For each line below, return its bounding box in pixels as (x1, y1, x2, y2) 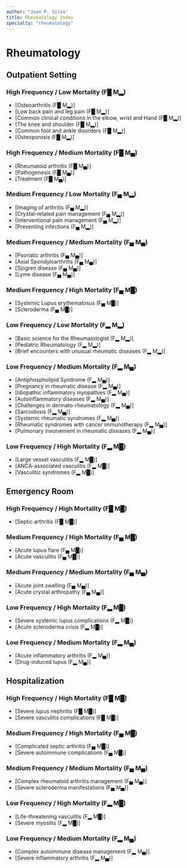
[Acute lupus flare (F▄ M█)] (14, 547, 83, 554)
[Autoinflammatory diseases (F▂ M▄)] (14, 395, 109, 403)
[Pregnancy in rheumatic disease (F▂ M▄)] (14, 383, 121, 390)
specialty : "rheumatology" (6, 20, 74, 26)
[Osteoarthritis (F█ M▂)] (14, 102, 76, 109)
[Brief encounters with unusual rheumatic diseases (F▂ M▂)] (14, 347, 166, 355)
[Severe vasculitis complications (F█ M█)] (14, 714, 119, 721)
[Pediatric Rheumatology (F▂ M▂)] (14, 341, 101, 348)
